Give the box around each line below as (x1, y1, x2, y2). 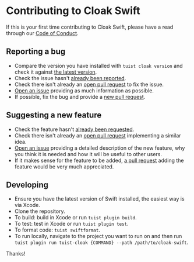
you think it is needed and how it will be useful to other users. (14, 150, 162, 157)
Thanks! (6, 250, 26, 257)
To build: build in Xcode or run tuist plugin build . (14, 214, 137, 221)
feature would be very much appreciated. (14, 163, 114, 170)
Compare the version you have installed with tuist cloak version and (14, 62, 183, 69)
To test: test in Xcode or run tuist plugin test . (14, 220, 129, 227)
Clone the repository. (14, 208, 65, 215)
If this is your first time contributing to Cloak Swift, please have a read (6, 23, 174, 30)
